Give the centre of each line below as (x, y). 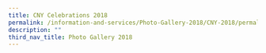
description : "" (35, 30)
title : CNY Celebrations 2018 (58, 15)
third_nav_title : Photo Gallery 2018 (70, 37)
